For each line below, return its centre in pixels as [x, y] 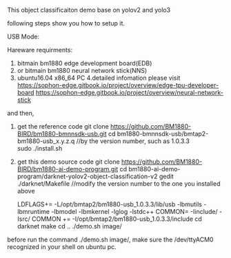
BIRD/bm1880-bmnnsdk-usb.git [62, 134]
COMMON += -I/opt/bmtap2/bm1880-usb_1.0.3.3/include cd [117, 219]
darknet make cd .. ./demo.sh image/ [69, 226]
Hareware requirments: [40, 50]
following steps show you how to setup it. [66, 23]
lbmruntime [33, 212]
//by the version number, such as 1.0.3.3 [133, 141]
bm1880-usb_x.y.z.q [46, 141]
